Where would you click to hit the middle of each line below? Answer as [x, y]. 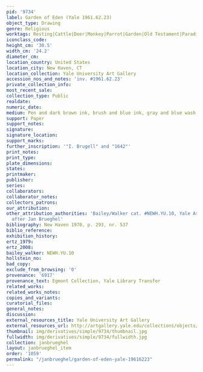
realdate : [19, 101]
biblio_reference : [29, 230]
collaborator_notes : [32, 197]
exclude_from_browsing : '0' [42, 270]
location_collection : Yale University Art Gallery [71, 74]
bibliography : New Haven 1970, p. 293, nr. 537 [67, 225]
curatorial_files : [29, 303]
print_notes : [23, 152]
